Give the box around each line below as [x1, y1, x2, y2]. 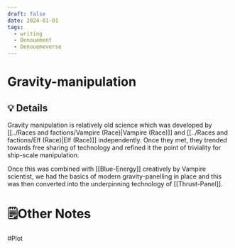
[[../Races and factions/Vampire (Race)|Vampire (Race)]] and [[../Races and [7, 128, 229, 137]
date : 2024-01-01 [7, 17, 59, 24]
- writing [13, 30, 43, 38]
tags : [7, 23, 23, 30]
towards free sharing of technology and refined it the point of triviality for [7, 143, 222, 152]
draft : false [7, 10, 46, 18]
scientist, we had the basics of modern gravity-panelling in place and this [7, 172, 222, 181]
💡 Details [7, 102, 48, 114]
